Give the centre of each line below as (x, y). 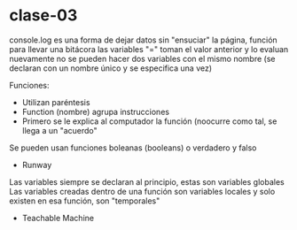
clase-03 (43, 15)
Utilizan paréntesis (56, 102)
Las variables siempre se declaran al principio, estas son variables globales (147, 181)
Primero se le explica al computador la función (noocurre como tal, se (149, 121)
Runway (37, 165)
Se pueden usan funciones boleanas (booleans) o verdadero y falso (133, 148)
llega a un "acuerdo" (59, 130)
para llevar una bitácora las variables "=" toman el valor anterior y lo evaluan (149, 49)
